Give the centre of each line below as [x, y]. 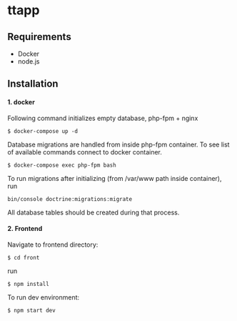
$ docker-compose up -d [43, 131]
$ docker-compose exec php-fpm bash [62, 165]
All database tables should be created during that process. [94, 212]
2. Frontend [25, 229]
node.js [29, 61]
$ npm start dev [31, 310]
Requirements [39, 37]
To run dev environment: [44, 297]
